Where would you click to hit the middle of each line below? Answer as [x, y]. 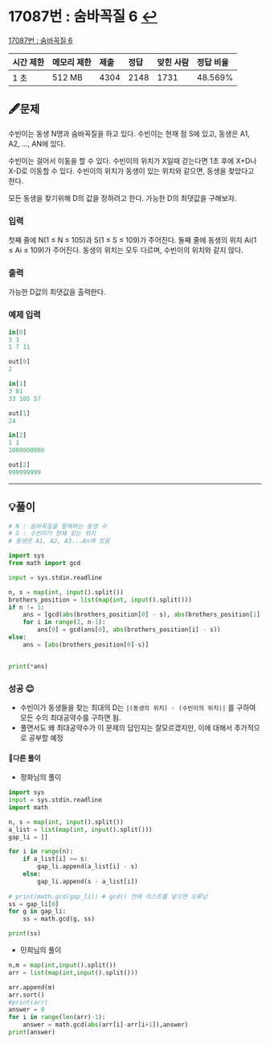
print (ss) [25, 934]
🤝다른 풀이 [25, 758]
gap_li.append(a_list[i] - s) [88, 867]
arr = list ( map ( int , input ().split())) [73, 972]
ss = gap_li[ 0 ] [34, 904]
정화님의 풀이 [41, 777]
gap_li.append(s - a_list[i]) [88, 881]
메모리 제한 [72, 62]
